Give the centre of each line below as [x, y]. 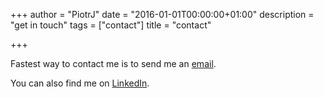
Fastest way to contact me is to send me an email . [113, 63]
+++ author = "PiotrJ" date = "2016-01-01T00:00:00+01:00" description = [162, 14]
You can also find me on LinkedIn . [80, 83]
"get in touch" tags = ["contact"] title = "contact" [111, 25]
